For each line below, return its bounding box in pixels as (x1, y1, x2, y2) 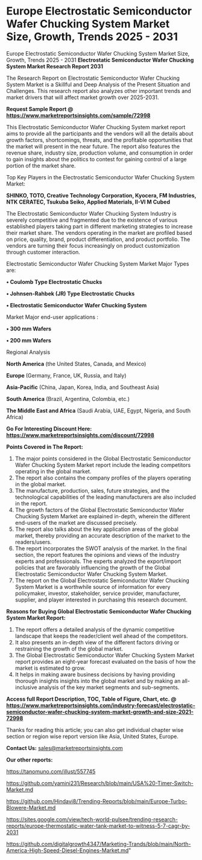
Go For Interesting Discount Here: (6, 425, 92, 432)
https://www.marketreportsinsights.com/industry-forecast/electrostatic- (6, 702, 196, 709)
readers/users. (14, 538, 52, 545)
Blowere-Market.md (6, 804, 56, 811)
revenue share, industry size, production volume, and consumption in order (6, 149, 194, 156)
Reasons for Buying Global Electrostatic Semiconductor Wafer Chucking (6, 608, 192, 615)
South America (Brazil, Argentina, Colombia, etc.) (6, 395, 130, 402)
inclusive (14, 684, 37, 691)
